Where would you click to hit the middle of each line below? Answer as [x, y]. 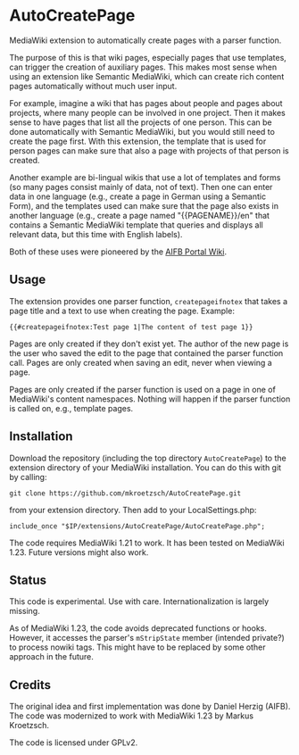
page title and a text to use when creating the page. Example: [122, 311]
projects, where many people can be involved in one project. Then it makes [147, 112]
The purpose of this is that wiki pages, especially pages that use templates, [148, 57]
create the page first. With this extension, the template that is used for [138, 141]
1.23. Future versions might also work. [79, 552]
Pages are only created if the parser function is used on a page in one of [143, 389]
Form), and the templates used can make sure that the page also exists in [144, 205]
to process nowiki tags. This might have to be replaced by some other [137, 647]
